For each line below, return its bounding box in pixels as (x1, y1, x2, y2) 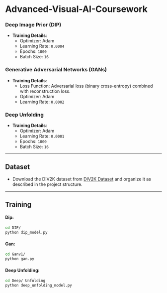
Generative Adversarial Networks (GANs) (5, 66, 107, 73)
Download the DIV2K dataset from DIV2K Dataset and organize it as (12, 176, 152, 182)
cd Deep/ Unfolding (5, 278, 46, 284)
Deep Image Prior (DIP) (5, 21, 62, 28)
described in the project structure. (12, 181, 83, 187)
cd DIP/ (5, 225, 21, 230)
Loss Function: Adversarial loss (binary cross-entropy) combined (19, 83, 153, 89)
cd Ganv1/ (5, 252, 26, 257)
